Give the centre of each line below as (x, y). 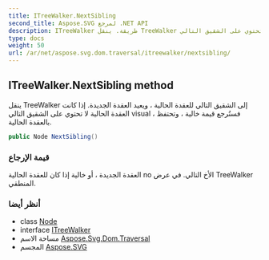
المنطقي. (22, 183)
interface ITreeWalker (55, 230)
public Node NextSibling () (53, 136)
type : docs (26, 38)
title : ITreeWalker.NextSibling (62, 16)
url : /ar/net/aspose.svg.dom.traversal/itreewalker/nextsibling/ (119, 53)
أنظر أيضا (24, 204)
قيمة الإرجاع (29, 157)
